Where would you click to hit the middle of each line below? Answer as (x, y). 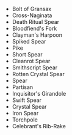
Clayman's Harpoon (37, 35)
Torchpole (25, 120)
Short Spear (27, 54)
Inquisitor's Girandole (39, 94)
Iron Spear (25, 113)
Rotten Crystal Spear (38, 74)
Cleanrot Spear (31, 61)
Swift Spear (27, 100)
